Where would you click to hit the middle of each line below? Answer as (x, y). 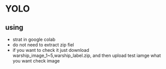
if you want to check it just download (51, 50)
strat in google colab (34, 39)
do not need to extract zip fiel (43, 45)
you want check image (36, 61)
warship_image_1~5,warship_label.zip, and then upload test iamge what (87, 55)
